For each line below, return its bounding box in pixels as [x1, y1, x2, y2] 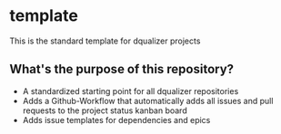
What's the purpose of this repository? [9, 62, 235, 77]
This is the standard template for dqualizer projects [9, 35, 201, 46]
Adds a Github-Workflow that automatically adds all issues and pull [22, 95, 274, 106]
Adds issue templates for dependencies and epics [22, 114, 211, 125]
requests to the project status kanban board [22, 105, 188, 116]
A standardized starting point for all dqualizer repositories [22, 85, 239, 96]
